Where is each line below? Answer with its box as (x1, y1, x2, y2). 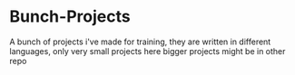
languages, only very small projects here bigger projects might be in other (9, 45, 286, 56)
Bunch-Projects (9, 6, 131, 27)
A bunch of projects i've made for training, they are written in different (9, 36, 271, 47)
